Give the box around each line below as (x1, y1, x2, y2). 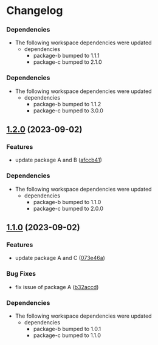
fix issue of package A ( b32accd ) (15, 283, 99, 290)
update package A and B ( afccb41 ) (15, 156, 102, 164)
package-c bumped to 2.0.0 (33, 205, 103, 212)
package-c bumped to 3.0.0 (33, 107, 103, 114)
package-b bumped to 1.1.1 (33, 52, 100, 60)
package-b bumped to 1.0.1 (33, 326, 101, 333)
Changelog (6, 4, 63, 18)
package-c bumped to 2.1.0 (33, 58, 102, 66)
